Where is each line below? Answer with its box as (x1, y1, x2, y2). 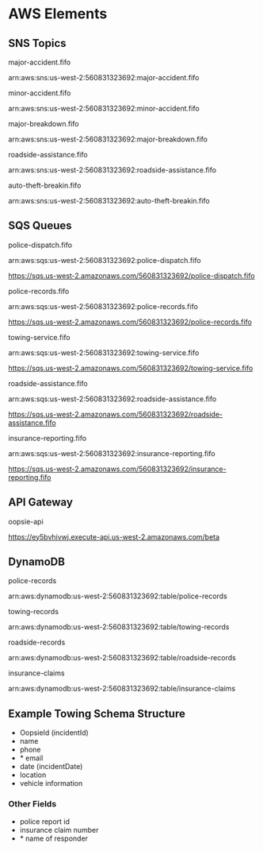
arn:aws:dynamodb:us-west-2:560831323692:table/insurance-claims (8, 684, 236, 694)
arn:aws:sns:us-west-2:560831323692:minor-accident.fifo (8, 104, 200, 113)
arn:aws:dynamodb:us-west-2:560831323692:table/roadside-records (8, 653, 236, 663)
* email (19, 753, 44, 763)
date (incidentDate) (19, 762, 83, 772)
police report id (19, 816, 70, 826)
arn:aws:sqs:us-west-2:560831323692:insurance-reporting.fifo (8, 448, 215, 458)
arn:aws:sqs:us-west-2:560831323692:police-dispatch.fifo (8, 255, 201, 265)
